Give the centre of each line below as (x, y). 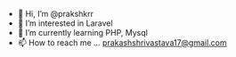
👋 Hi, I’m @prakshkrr (56, 14)
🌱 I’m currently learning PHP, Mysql (83, 33)
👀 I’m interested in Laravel (65, 23)
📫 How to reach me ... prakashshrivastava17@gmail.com (122, 43)
